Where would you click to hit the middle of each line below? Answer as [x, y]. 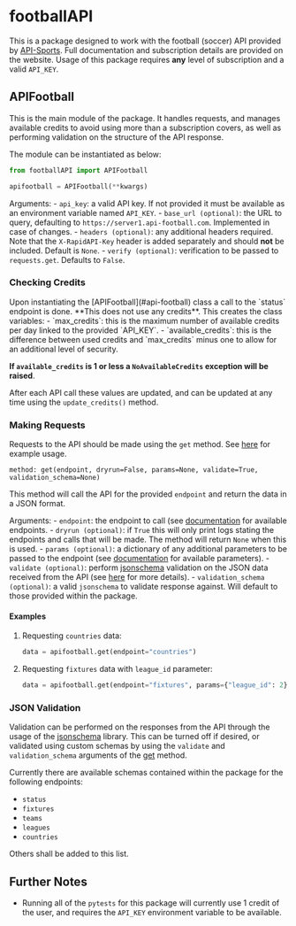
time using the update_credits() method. [84, 402]
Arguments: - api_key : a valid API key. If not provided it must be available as [147, 203]
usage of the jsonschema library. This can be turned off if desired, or [135, 737]
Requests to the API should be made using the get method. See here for [140, 444]
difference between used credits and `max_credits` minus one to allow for [143, 339]
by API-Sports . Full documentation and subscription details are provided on [146, 50]
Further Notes [49, 881]
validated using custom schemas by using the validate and [117, 746]
